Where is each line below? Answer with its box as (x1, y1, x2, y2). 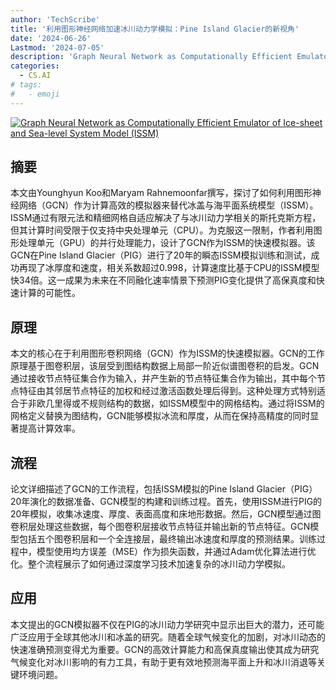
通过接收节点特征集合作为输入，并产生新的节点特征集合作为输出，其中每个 (10, 372, 317, 385)
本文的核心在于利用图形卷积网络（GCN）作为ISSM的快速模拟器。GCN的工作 (10, 347, 325, 360)
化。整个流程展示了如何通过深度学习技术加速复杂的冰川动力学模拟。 (10, 558, 291, 570)
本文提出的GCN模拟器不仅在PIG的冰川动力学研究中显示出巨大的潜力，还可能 (10, 618, 325, 630)
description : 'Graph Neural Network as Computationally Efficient (10, 52, 293, 62)
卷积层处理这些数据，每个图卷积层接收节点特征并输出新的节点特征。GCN (10, 521, 311, 533)
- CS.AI (19, 71, 52, 81)
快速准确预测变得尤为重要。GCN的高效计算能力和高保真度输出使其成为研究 (10, 643, 320, 655)
